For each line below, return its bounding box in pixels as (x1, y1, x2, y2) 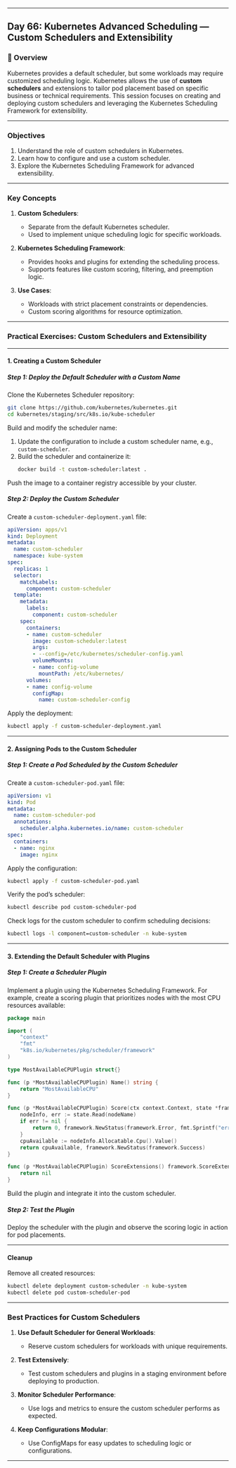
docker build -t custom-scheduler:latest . (17, 466, 147, 473)
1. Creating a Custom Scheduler (7, 357, 102, 365)
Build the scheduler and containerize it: (17, 452, 131, 460)
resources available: (7, 1001, 65, 1009)
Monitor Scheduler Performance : (17, 1390, 116, 1399)
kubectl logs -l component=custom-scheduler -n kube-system (7, 930, 188, 937)
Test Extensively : (17, 1356, 70, 1364)
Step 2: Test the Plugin (7, 1205, 75, 1214)
